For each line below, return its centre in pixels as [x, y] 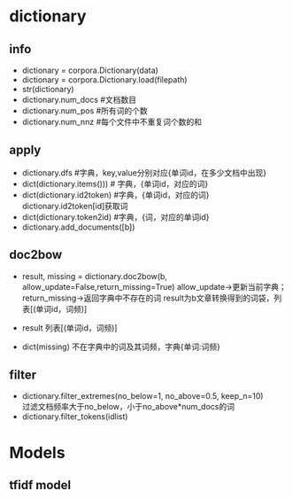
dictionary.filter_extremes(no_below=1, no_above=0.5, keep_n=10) [143, 396]
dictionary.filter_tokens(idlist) [75, 417]
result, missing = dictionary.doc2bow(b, [95, 276]
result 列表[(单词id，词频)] [69, 327]
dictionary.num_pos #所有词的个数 [85, 111]
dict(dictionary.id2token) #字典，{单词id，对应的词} [116, 195]
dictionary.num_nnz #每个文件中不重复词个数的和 [112, 122]
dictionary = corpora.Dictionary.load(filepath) [104, 80]
